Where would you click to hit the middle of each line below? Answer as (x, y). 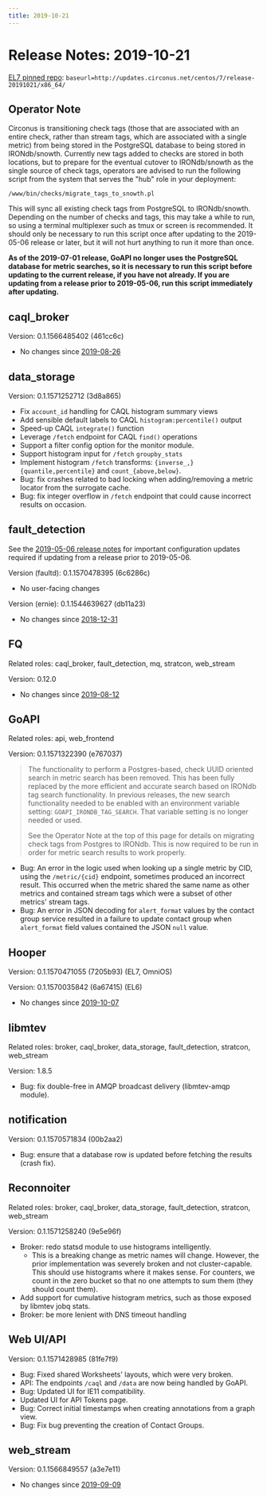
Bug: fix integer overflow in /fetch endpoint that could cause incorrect (135, 496)
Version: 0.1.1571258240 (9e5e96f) (65, 1231)
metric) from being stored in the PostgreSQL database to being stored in (127, 145)
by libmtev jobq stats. (55, 1306)
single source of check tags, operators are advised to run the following (125, 171)
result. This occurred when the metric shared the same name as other (134, 885)
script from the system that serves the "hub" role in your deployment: (122, 179)
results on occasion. (53, 504)
